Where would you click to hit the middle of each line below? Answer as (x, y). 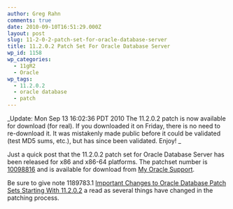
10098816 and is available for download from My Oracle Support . (101, 169)
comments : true (29, 20)
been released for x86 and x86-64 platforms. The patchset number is (107, 162)
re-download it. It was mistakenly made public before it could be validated (114, 133)
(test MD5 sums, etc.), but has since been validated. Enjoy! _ (94, 141)
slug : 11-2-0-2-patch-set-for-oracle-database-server (87, 40)
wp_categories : (29, 60)
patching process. (33, 198)
